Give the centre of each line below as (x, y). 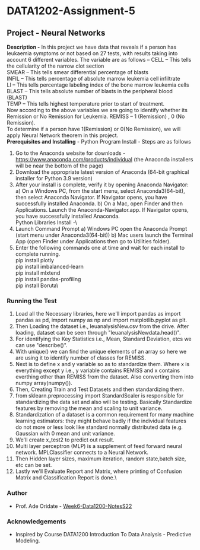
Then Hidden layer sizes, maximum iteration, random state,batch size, (101, 459)
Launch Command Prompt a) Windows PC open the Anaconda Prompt (101, 229)
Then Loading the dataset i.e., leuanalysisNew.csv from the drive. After (102, 326)
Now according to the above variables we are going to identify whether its (97, 110)
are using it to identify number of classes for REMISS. (80, 358)
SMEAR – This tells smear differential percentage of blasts (78, 72)
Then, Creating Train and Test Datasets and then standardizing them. (100, 389)
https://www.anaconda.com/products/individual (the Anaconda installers (104, 159)
